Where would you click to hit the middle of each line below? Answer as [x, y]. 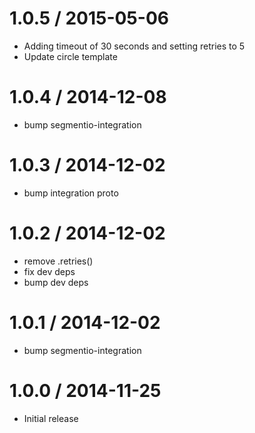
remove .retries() [58, 261]
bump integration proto [71, 193]
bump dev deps [56, 282]
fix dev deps [49, 271]
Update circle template [70, 56]
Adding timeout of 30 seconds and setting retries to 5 [134, 46]
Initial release [51, 418]
